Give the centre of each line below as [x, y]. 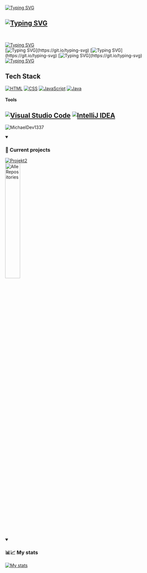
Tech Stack [23, 76]
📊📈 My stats [22, 553]
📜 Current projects [28, 150]
